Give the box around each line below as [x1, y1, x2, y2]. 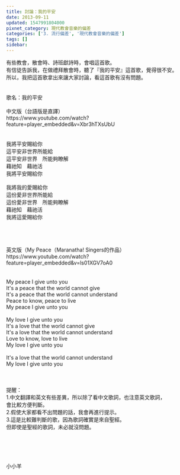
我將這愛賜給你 [6, 213, 43, 221]
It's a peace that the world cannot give [6, 284, 101, 291]
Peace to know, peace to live [6, 297, 76, 304]
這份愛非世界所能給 [6, 191, 53, 198]
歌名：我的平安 [6, 93, 43, 101]
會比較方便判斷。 [6, 401, 48, 408]
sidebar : [6, 42, 28, 48]
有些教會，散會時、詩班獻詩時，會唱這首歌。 [6, 59, 115, 66]
